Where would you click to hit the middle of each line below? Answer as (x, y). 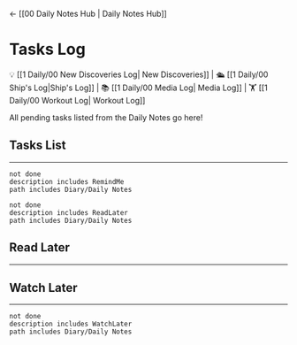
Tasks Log (47, 50)
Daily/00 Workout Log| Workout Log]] (77, 100)
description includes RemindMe (67, 181)
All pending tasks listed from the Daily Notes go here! (106, 117)
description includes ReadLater (69, 212)
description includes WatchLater (71, 324)
